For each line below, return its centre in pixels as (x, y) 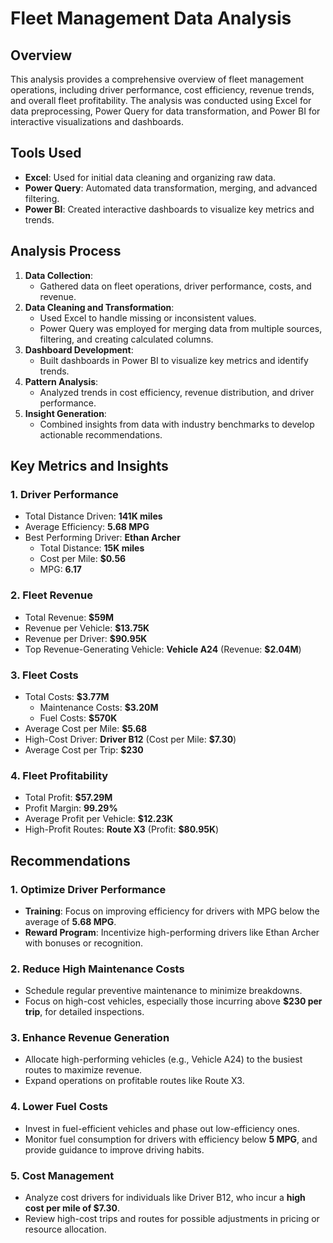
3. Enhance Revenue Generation (90, 1038)
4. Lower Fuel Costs (59, 1107)
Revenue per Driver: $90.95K (86, 638)
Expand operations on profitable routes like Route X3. (134, 1081)
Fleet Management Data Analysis (151, 18)
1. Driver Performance (64, 494)
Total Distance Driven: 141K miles (93, 516)
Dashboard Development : (79, 349)
